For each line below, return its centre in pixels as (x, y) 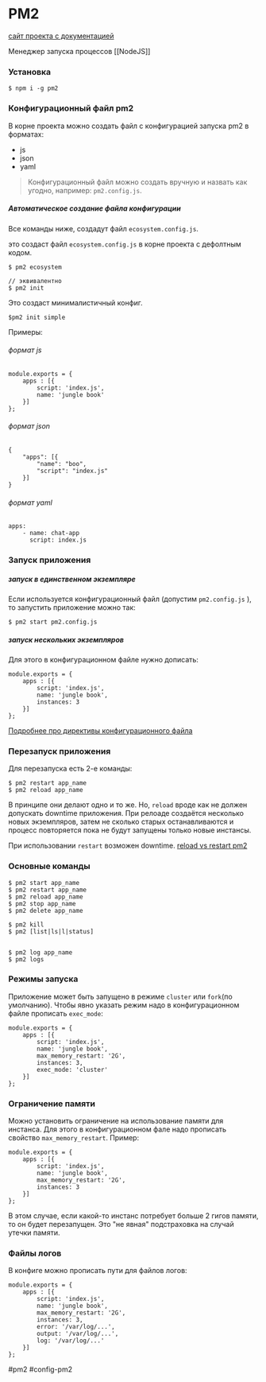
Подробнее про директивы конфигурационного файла (100, 730)
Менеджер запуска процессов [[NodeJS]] (79, 51)
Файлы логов (35, 1253)
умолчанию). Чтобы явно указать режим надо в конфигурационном (124, 1005)
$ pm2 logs (26, 959)
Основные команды (49, 866)
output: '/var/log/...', (78, 1334)
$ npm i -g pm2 (33, 88)
